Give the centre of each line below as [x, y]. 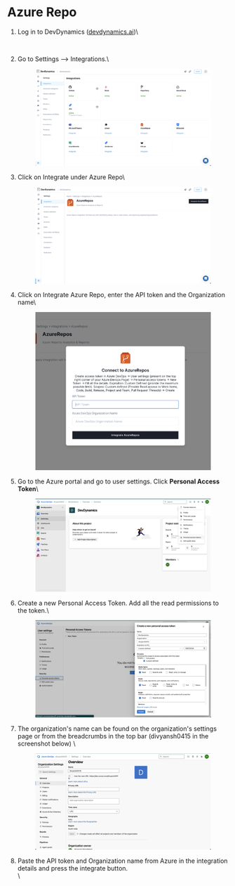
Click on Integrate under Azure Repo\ [71, 177]
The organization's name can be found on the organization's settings [117, 729]
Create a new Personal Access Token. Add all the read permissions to [118, 603]
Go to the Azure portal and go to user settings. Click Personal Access [118, 481]
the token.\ [33, 610]
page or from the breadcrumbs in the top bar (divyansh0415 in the [113, 736]
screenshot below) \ [46, 743]
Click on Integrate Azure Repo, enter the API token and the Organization [121, 295]
